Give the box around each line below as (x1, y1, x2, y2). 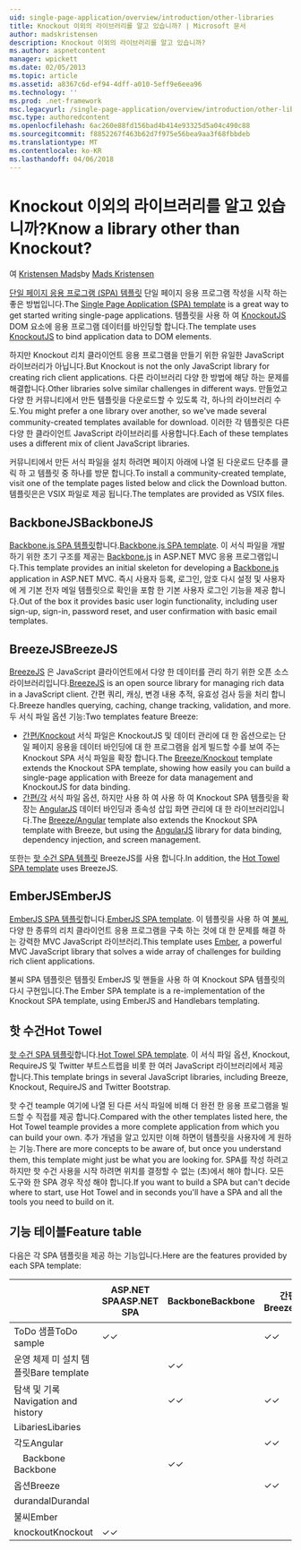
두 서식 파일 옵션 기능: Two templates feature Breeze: (9, 711, 199, 722)
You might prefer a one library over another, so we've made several (18, 406, 267, 416)
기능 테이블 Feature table (9, 1224, 142, 1240)
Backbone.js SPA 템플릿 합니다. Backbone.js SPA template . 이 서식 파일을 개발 (9, 540, 286, 551)
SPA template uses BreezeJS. (9, 863, 118, 874)
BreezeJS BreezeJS (9, 641, 118, 656)
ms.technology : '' (9, 88, 78, 97)
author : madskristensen (9, 30, 99, 39)
